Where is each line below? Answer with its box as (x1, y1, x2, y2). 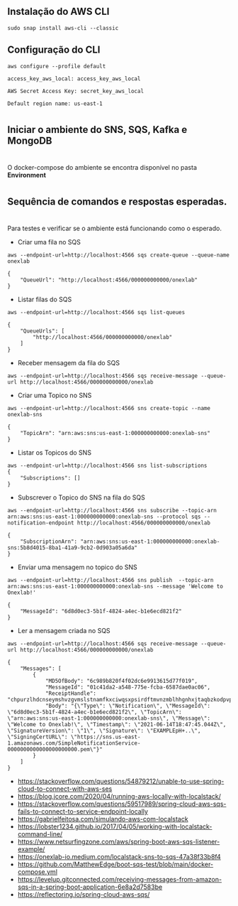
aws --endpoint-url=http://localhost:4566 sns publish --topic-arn (7, 577, 214, 584)
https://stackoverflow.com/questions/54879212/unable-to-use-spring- (17, 777, 225, 786)
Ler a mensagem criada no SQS (17, 627, 111, 635)
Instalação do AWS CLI (7, 6, 110, 18)
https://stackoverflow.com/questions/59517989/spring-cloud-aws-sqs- (17, 799, 227, 809)
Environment (7, 171, 46, 179)
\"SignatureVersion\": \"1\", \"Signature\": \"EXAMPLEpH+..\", (7, 728, 201, 735)
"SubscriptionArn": (20, 538, 78, 546)
